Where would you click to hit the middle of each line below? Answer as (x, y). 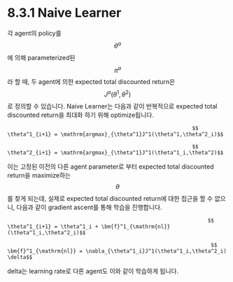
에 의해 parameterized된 (41, 57)
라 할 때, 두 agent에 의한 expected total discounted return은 (91, 82)
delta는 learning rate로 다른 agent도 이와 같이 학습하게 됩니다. (93, 271)
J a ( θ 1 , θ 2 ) (118, 94)
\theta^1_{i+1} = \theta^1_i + (53, 226)
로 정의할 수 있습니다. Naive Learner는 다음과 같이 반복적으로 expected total (112, 106)
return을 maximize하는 (39, 175)
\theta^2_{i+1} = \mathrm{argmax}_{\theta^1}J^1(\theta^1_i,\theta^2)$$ (115, 153)
